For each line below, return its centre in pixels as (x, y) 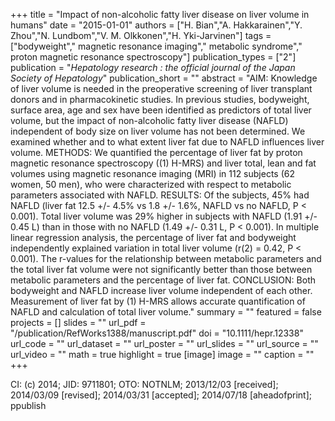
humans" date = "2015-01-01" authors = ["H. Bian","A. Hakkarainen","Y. (156, 25)
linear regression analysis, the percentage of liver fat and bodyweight (153, 237)
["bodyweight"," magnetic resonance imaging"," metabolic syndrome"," (156, 46)
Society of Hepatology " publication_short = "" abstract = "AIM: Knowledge (164, 78)
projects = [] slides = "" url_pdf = (78, 322)
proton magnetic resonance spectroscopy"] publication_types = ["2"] (153, 57)
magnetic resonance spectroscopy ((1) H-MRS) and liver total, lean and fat (163, 163)
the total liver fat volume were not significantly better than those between (161, 269)
